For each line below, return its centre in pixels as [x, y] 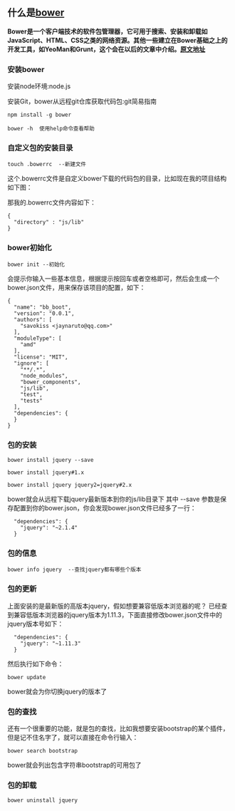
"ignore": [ [32, 363]
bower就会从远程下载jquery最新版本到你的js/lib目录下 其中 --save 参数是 [114, 499]
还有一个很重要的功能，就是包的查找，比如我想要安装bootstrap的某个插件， [118, 728]
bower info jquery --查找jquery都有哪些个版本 [74, 570]
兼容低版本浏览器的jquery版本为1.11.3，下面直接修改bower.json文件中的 [117, 614]
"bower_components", [51, 382]
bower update [27, 677]
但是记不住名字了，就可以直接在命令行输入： [73, 737]
